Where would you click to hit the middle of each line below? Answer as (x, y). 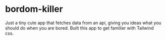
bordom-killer (34, 9)
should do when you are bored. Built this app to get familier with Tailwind (80, 28)
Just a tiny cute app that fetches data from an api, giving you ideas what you (83, 23)
